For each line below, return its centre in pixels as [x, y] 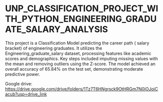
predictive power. [23, 74]
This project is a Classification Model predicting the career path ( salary [77, 43]
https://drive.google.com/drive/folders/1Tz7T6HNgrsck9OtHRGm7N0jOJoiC [81, 89]
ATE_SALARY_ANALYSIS [57, 29]
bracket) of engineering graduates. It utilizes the [54, 48]
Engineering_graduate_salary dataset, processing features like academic [78, 53]
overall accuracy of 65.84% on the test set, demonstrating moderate [74, 69]
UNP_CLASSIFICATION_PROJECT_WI [82, 9]
